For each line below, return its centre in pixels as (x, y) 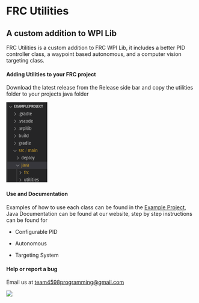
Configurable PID (36, 232)
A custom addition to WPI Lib (62, 33)
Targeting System (37, 255)
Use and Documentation (37, 194)
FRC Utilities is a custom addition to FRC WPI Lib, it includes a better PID (96, 47)
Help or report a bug (32, 269)
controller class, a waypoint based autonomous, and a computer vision (94, 54)
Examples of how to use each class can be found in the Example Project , (96, 207)
